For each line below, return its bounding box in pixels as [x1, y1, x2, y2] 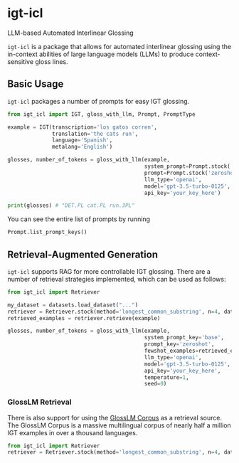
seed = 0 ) [144, 380, 167, 388]
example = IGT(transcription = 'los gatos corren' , [7, 123, 158, 131]
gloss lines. [35, 57, 68, 65]
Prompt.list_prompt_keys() [7, 229, 87, 236]
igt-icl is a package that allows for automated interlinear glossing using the [7, 42, 232, 50]
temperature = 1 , [144, 373, 190, 381]
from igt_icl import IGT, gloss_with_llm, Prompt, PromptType [7, 110, 196, 118]
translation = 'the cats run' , [52, 130, 139, 137]
